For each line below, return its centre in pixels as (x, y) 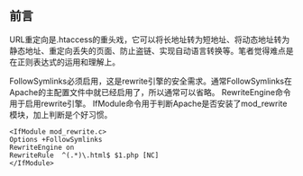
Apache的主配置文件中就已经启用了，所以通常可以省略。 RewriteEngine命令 (150, 92)
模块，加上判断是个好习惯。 (61, 114)
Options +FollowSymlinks (56, 139)
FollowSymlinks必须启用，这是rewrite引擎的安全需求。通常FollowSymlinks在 (151, 81)
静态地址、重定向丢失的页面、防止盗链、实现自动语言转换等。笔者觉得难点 (147, 50)
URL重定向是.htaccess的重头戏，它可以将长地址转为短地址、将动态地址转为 (150, 40)
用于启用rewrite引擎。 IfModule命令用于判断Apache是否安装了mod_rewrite (148, 103)
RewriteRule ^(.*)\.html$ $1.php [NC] (84, 155)
